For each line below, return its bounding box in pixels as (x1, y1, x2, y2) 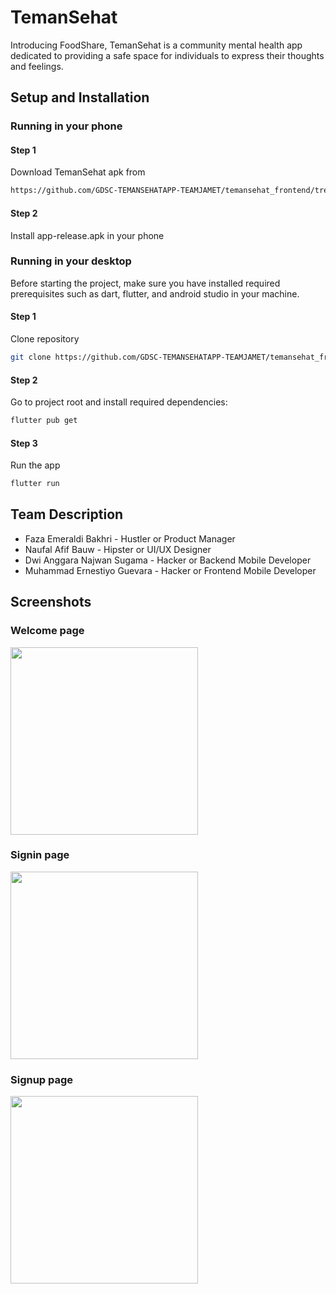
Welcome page (10, 624, 85, 638)
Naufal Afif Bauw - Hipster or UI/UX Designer (24, 543, 212, 555)
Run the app (10, 459, 61, 471)
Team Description (10, 506, 124, 523)
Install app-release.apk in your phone (10, 229, 165, 241)
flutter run (10, 479, 60, 489)
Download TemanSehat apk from (10, 166, 146, 178)
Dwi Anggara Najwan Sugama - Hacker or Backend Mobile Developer (24, 554, 312, 566)
